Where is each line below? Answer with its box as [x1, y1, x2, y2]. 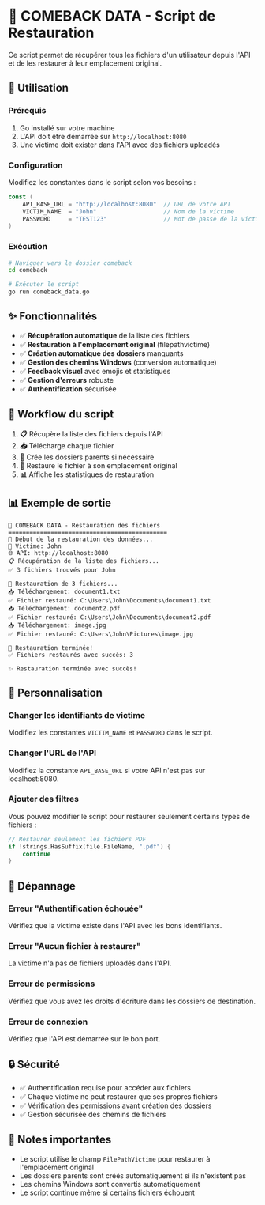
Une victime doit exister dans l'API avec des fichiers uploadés [19, 140, 221, 149]
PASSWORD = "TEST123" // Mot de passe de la [22, 215, 238, 223]
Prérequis [8, 105, 47, 116]
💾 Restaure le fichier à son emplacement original [19, 460, 177, 470]
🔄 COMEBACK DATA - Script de [8, 7, 215, 25]
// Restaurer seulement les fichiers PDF [8, 835, 147, 843]
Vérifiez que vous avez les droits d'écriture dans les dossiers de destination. [8, 996, 256, 1006]
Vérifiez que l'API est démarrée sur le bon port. [8, 1033, 161, 1043]
